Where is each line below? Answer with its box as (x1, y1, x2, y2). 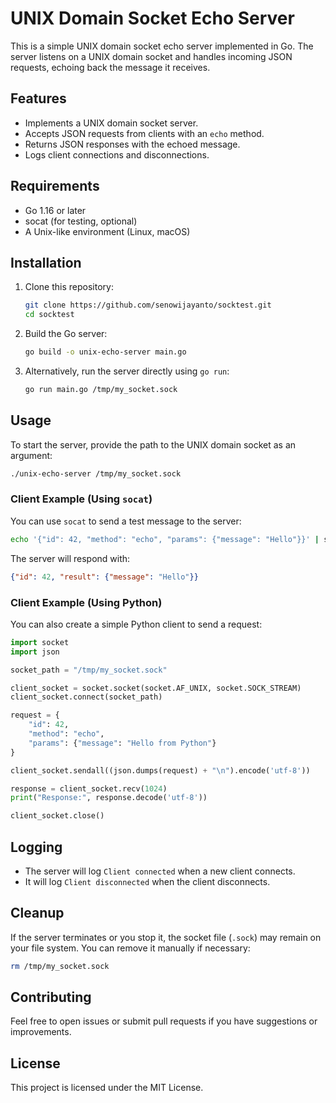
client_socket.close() (10, 811, 105, 821)
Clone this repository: (24, 281, 114, 293)
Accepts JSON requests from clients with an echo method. (24, 127, 265, 139)
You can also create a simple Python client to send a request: (10, 618, 263, 630)
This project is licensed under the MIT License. (10, 1082, 204, 1094)
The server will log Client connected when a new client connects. (24, 865, 296, 877)
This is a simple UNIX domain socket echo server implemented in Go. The (10, 40, 314, 52)
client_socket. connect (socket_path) (10, 692, 163, 702)
